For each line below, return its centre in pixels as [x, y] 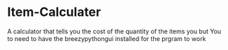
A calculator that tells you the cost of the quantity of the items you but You [114, 31]
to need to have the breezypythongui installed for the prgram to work [107, 38]
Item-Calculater [54, 12]
